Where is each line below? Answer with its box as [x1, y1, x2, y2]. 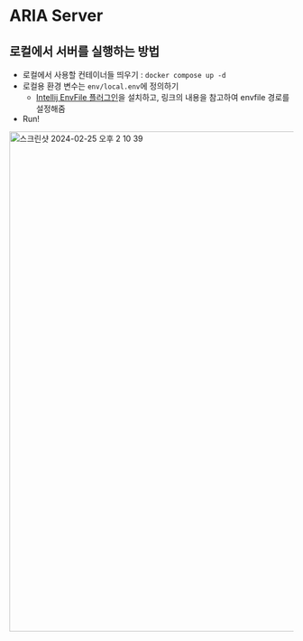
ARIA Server [9, 5, 104, 26]
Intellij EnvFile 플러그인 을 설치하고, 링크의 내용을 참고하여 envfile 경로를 [35, 92, 290, 102]
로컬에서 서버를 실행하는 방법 [9, 43, 161, 59]
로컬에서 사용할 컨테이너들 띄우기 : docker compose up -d [22, 70, 226, 80]
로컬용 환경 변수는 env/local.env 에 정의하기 [22, 80, 179, 91]
